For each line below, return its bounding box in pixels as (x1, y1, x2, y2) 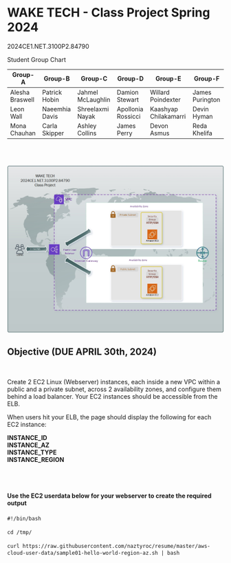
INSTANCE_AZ (7, 441, 50, 449)
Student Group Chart (7, 55, 67, 63)
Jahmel (77, 88, 98, 96)
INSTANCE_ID (7, 433, 47, 441)
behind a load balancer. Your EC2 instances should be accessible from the (7, 392, 218, 400)
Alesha (10, 88, 30, 96)
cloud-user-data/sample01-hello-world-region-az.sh (7, 550, 158, 557)
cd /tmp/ (7, 529, 32, 536)
